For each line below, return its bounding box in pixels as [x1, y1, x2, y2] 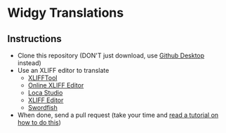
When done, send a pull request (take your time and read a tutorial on [17, 111, 219, 119]
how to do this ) [17, 118, 62, 127]
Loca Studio [27, 89, 63, 97]
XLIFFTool [27, 73, 58, 82]
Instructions [7, 33, 62, 45]
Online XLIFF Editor [27, 81, 84, 89]
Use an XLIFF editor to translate [17, 66, 109, 74]
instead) [17, 59, 42, 67]
